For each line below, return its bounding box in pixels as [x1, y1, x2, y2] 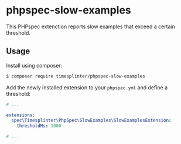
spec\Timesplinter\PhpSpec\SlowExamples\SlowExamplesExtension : [11, 118, 172, 123]
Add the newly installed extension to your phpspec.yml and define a [6, 83, 168, 91]
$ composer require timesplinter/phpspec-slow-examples [6, 73, 145, 79]
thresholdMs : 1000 [16, 123, 62, 129]
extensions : [6, 112, 35, 118]
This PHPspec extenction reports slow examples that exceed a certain [6, 23, 176, 30]
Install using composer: [6, 62, 63, 69]
